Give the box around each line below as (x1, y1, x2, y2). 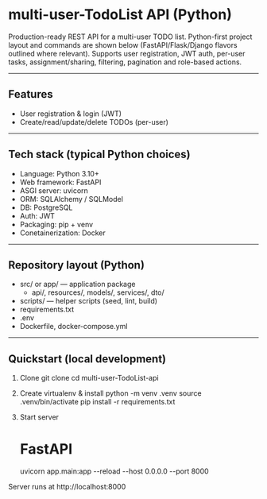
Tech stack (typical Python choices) (8, 148, 191, 161)
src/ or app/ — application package (19, 280, 136, 289)
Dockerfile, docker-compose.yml (19, 322, 128, 331)
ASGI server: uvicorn (19, 185, 89, 195)
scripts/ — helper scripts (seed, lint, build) (19, 296, 157, 306)
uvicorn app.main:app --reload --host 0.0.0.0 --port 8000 (19, 466, 209, 476)
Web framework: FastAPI (19, 177, 102, 187)
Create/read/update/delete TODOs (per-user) (19, 117, 169, 126)
